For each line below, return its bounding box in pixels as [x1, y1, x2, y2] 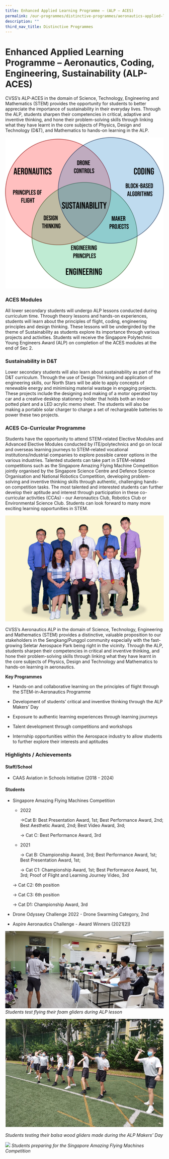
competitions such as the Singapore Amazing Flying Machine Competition [5, 463, 158, 469]
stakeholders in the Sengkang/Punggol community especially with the [5, 637, 150, 643]
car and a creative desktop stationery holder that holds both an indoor [5, 396, 150, 402]
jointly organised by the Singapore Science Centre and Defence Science [5, 468, 155, 474]
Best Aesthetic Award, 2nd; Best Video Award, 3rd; [20, 822, 126, 829]
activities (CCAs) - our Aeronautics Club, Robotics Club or [26, 495, 147, 501]
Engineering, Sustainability [5, 68, 121, 79]
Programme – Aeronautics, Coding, [5, 57, 154, 69]
